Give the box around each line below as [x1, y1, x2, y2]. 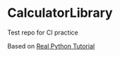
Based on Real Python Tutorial [7, 42, 95, 50]
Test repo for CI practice [7, 28, 79, 37]
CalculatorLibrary [7, 5, 113, 21]
